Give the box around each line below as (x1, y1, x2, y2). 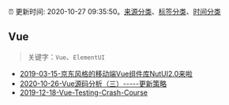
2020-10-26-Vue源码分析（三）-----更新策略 (19, 78, 167, 88)
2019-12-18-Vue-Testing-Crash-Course (19, 88, 148, 97)
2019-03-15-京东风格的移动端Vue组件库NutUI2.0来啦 (19, 69, 193, 78)
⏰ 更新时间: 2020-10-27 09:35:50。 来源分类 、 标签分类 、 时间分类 (8, 7, 221, 16)
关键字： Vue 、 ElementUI (27, 52, 105, 62)
